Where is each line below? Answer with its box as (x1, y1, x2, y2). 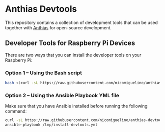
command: (5, 109, 27, 114)
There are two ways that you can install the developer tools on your (5, 52, 141, 58)
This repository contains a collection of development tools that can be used (5, 20, 158, 25)
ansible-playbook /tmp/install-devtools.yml (5, 122, 98, 128)
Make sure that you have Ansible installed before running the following (5, 103, 148, 109)
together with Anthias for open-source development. (5, 24, 112, 30)
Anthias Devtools (5, 3, 77, 15)
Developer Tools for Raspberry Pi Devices (5, 39, 136, 47)
